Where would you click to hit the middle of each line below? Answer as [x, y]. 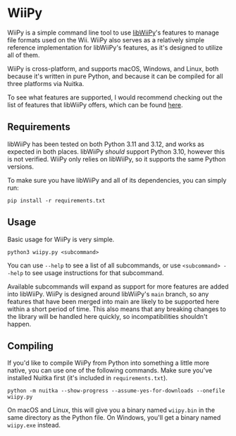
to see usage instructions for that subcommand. [94, 272]
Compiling [31, 346]
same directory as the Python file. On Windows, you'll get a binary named [114, 418]
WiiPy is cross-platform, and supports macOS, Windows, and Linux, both [113, 68]
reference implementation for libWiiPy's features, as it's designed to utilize [115, 47]
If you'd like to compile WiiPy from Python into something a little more [108, 363]
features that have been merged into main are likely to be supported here [113, 301]
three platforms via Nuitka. [46, 83]
